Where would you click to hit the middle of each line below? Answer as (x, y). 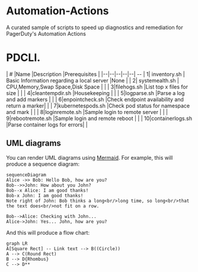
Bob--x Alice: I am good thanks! (47, 190)
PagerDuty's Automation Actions (46, 33)
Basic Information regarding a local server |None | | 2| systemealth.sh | (93, 80)
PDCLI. (23, 58)
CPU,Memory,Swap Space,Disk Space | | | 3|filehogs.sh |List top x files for (97, 87)
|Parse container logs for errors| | (47, 124)
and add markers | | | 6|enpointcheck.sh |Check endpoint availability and (95, 99)
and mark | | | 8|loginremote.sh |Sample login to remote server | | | (87, 112)
